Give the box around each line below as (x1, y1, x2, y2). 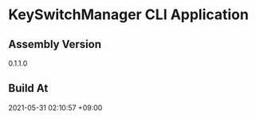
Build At (8, 81, 49, 95)
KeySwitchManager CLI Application (8, 6, 249, 24)
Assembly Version (8, 38, 102, 51)
